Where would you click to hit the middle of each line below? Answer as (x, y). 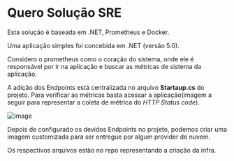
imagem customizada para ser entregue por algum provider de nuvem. (109, 137)
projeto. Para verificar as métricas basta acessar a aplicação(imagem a (109, 95)
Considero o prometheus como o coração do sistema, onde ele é (101, 59)
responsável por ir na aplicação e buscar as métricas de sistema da (104, 66)
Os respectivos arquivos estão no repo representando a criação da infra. (112, 150)
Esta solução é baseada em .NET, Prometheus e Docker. (88, 32)
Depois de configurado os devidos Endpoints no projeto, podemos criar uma (117, 129)
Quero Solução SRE (65, 13)
